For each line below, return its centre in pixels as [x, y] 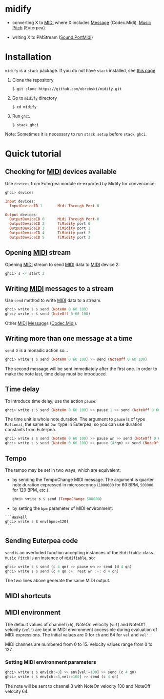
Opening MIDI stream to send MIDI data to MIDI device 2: [62, 264]
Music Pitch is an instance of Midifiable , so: [50, 558]
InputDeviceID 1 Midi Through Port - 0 [54, 206]
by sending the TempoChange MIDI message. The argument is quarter [83, 480]
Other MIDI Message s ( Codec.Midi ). [41, 323]
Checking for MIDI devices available [61, 172]
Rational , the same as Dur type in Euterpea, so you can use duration [74, 424]
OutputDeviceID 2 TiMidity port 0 [50, 224]
